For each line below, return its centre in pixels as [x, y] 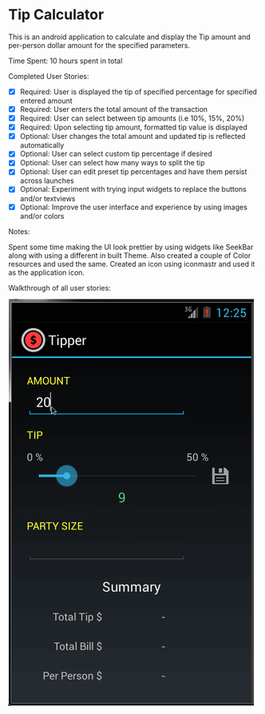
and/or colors [42, 216]
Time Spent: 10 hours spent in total [65, 61]
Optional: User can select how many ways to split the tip [112, 163]
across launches [47, 180]
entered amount [46, 101]
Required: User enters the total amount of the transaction [114, 109]
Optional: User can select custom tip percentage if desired [116, 154]
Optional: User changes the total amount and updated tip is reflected [132, 137]
